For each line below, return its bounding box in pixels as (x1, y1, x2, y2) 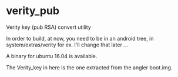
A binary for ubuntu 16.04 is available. (6, 52, 98, 59)
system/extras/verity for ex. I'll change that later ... (6, 41, 128, 48)
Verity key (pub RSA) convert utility (6, 24, 91, 31)
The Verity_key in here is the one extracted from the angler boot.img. (6, 63, 173, 71)
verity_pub (6, 4, 60, 18)
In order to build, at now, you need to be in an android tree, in (6, 35, 154, 42)
